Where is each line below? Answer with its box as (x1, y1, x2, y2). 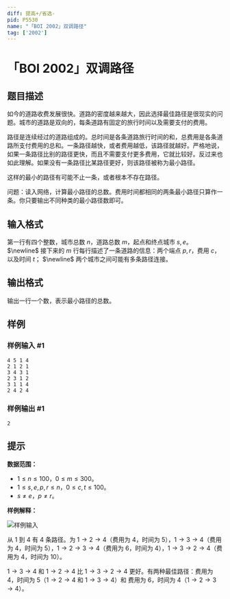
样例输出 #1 (7, 404, 44, 414)
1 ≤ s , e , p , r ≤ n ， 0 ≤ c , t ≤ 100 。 (16, 483, 110, 491)
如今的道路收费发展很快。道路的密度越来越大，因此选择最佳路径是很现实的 (7, 110, 217, 118)
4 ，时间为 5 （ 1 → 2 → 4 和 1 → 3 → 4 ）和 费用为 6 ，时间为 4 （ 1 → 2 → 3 (7, 576, 217, 584)
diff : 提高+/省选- (7, 10, 56, 17)
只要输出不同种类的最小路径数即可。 (25, 196, 127, 204)
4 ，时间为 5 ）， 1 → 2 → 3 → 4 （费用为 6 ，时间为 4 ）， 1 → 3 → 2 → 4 (14, 543, 211, 552)
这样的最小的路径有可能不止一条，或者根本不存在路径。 (7, 173, 163, 182)
